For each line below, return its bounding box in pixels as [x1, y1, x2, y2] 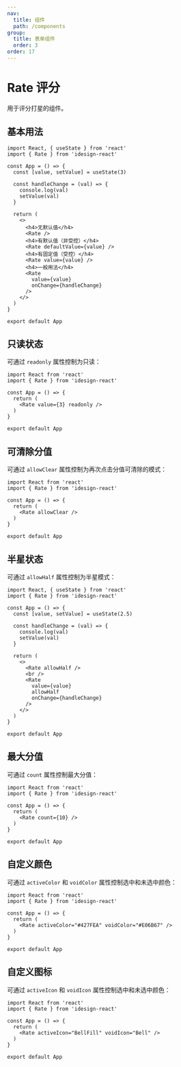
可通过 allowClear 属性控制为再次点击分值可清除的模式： [7, 465, 167, 473]
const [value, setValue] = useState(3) [13, 169, 127, 176]
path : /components [13, 23, 66, 30]
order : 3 [13, 42, 38, 49]
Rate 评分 [7, 80, 60, 96]
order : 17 [7, 49, 36, 56]
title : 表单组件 [13, 36, 56, 43]
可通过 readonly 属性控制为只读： [7, 357, 101, 366]
